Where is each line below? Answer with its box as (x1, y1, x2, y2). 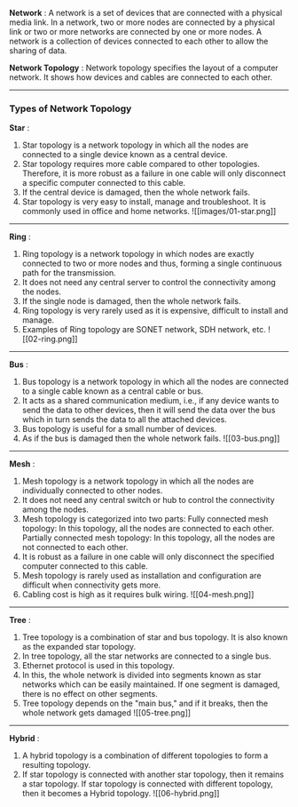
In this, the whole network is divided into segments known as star (21, 670, 262, 681)
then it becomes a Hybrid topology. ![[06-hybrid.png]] (21, 788, 220, 799)
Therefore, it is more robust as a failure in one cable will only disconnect (21, 168, 286, 179)
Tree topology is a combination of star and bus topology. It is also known (21, 632, 288, 643)
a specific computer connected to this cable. (21, 178, 186, 188)
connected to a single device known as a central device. (21, 149, 228, 160)
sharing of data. (9, 45, 67, 56)
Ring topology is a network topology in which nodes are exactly (21, 249, 255, 260)
